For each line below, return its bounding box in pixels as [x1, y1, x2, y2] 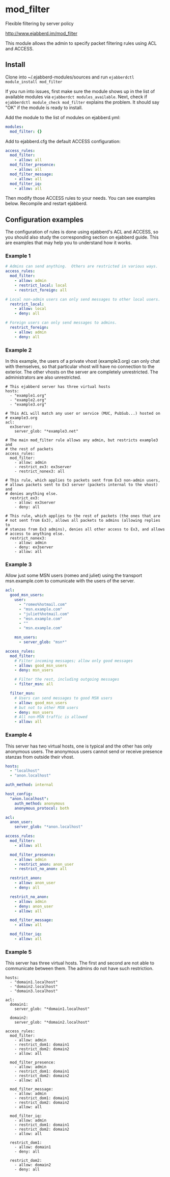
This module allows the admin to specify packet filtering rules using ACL [5, 40, 157, 46]
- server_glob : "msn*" [18, 639, 67, 645]
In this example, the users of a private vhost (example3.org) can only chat [5, 358, 160, 364]
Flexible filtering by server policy [5, 20, 74, 26]
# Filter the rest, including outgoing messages [14, 677, 120, 682]
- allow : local [14, 306, 47, 311]
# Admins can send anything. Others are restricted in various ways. [5, 264, 158, 269]
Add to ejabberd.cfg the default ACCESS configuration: [5, 138, 121, 144]
